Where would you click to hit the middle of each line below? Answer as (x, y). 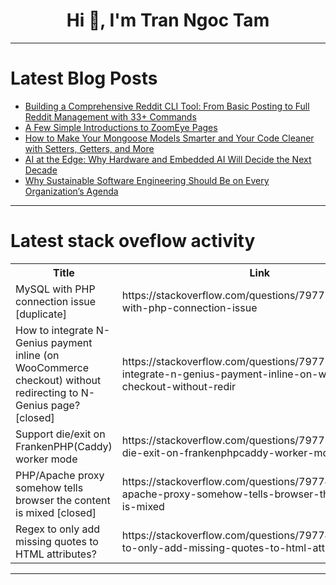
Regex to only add (58, 529)
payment (71, 342)
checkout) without (58, 380)
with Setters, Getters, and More (89, 148)
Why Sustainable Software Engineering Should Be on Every (147, 180)
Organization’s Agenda (71, 191)
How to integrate (54, 330)
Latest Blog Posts (84, 78)
